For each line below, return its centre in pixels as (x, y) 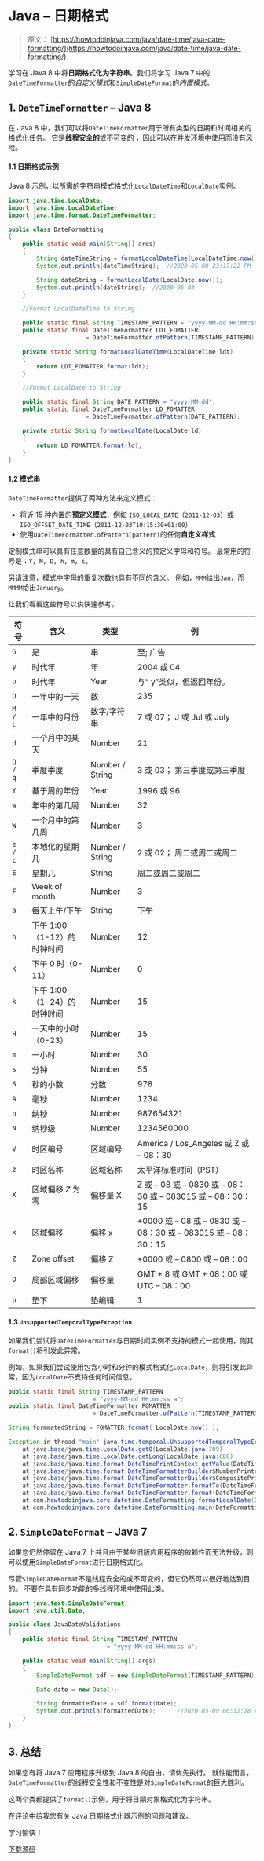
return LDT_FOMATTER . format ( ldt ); (93, 366)
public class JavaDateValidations (65, 1625)
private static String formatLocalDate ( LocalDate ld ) (112, 430)
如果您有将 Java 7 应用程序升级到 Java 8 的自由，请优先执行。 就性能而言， (131, 1772)
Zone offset (53, 1258)
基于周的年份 (55, 790)
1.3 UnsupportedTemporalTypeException (70, 1322)
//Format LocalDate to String (72, 388)
